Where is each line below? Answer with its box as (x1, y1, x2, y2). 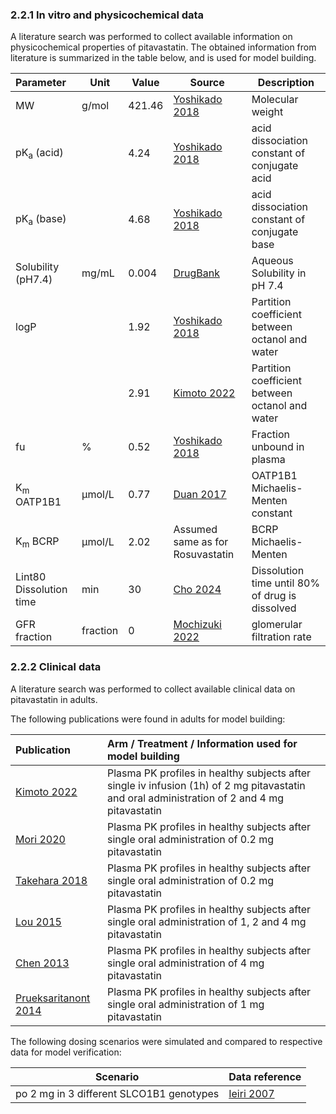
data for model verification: (10, 1046, 122, 1058)
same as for (173, 535, 229, 549)
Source (189, 76, 225, 90)
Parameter (15, 76, 67, 90)
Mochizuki (173, 618, 222, 632)
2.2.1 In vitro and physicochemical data (10, 8, 205, 22)
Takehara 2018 (15, 873, 88, 887)
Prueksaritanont (15, 991, 91, 1005)
